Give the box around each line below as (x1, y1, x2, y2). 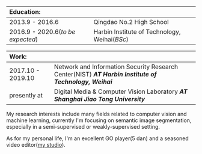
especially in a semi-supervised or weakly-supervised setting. (6, 123, 161, 130)
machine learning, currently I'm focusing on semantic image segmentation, (6, 117, 192, 124)
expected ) (9, 35, 38, 43)
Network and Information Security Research (54, 63, 179, 71)
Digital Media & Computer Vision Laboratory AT (54, 87, 188, 96)
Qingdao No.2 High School (93, 18, 170, 26)
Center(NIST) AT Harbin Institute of (54, 70, 158, 78)
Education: (9, 8, 41, 16)
